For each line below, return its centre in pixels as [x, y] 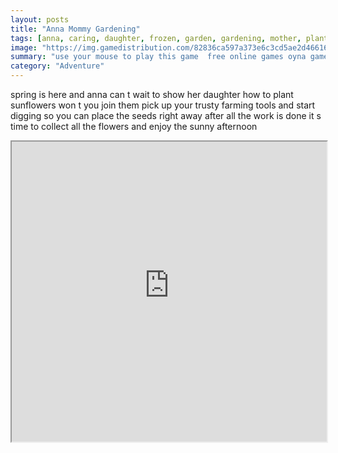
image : [24, 47]
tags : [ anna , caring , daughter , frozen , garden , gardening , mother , [156, 38]
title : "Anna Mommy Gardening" [75, 29]
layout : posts [40, 19]
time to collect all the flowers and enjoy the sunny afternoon [134, 126]
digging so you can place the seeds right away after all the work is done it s [166, 115]
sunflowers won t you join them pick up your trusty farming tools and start [163, 105]
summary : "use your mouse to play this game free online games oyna [158, 57]
